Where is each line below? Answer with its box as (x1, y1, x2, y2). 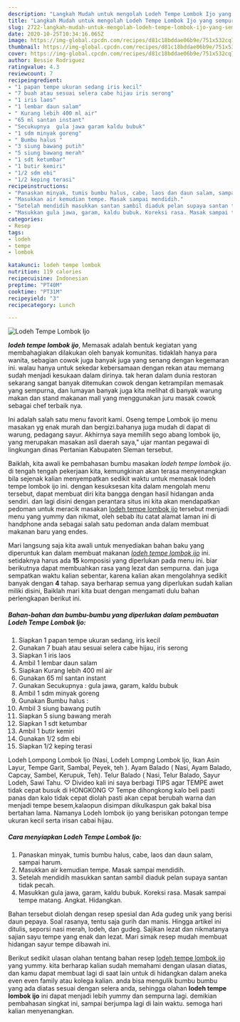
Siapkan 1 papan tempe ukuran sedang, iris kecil (18, 636, 161, 645)
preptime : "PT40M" (8, 281, 63, 288)
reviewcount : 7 (8, 70, 53, 77)
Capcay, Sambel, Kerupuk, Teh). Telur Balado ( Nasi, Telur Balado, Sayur (8, 771, 221, 780)
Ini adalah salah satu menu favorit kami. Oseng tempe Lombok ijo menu (8, 415, 218, 424)
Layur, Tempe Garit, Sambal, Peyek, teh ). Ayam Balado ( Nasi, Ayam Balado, (8, 763, 232, 772)
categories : (8, 216, 43, 223)
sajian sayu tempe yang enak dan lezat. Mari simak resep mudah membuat (8, 932, 227, 941)
